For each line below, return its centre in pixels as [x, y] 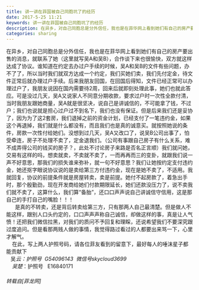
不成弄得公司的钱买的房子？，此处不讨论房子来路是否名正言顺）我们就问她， [99, 148]
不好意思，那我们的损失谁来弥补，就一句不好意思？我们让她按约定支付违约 [102, 162]
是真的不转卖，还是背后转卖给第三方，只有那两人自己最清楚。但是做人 [100, 207]
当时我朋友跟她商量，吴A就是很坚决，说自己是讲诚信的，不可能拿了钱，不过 [99, 103]
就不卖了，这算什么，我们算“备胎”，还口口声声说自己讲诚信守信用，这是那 [102, 192]
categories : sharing [32, 34]
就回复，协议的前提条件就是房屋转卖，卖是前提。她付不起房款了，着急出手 [97, 177]
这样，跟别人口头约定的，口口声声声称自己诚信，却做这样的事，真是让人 [99, 215]
